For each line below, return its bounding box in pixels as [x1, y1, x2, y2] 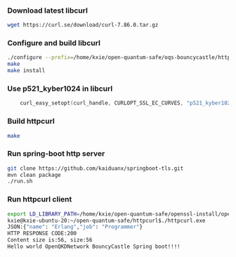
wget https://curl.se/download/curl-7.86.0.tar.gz [7, 22, 159, 29]
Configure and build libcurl [7, 38, 100, 48]
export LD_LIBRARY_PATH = [7, 210, 80, 218]
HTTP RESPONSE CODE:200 [7, 230, 77, 237]
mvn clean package [7, 171, 61, 178]
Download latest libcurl [7, 6, 88, 15]
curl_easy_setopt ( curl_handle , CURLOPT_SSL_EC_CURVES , [20, 100, 184, 107]
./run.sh [7, 178, 33, 185]
